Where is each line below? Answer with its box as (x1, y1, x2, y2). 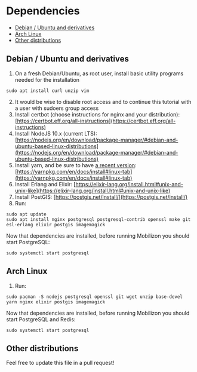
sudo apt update (6, 211, 47, 217)
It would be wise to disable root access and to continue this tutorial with (14, 98, 192, 105)
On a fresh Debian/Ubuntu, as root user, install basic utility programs (14, 70, 184, 77)
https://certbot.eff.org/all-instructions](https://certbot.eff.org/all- (17, 117, 176, 124)
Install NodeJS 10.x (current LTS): (14, 130, 97, 137)
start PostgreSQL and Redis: (6, 315, 76, 323)
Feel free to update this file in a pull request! (6, 359, 115, 367)
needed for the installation (14, 76, 79, 83)
